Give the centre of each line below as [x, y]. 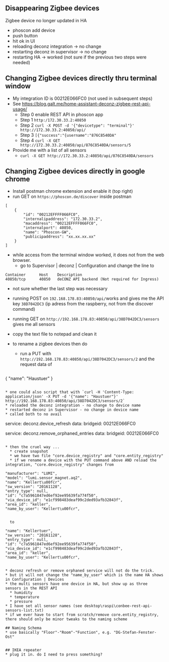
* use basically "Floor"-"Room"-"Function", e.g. [59, 633]
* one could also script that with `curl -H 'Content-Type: [70, 392]
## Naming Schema [23, 628]
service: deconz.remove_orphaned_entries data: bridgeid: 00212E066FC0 [82, 433]
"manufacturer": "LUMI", [31, 474]
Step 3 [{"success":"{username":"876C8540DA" [68, 135]
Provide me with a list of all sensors [49, 150]
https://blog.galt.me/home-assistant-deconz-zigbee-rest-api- [86, 103]
